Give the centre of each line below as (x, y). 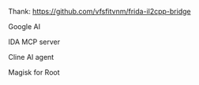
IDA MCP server (34, 42)
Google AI (24, 26)
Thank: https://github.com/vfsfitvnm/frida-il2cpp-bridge (99, 11)
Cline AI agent (31, 57)
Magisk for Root (34, 72)
